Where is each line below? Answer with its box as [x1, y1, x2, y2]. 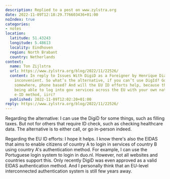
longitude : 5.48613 [10, 40, 51, 46]
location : [5, 31, 26, 36]
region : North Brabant [10, 50, 58, 55]
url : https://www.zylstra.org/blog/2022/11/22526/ [10, 69, 119, 74]
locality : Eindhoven [10, 45, 53, 50]
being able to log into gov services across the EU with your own [14, 87, 157, 93]
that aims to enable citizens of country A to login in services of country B [5, 141, 157, 147]
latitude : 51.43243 [10, 36, 51, 41]
